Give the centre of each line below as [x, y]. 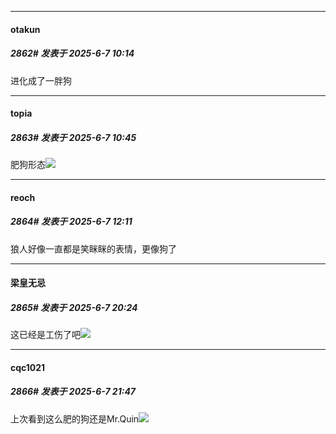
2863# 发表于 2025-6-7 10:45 [73, 137]
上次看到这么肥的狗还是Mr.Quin [75, 418]
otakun [25, 29]
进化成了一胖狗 [41, 80]
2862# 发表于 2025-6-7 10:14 [72, 53]
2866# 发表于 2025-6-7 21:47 [73, 392]
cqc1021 [28, 367]
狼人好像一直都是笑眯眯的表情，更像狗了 [93, 248]
